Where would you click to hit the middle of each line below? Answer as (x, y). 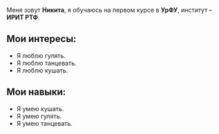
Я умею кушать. (40, 108)
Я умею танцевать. (45, 123)
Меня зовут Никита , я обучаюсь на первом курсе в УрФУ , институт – (109, 10)
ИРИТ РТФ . (23, 17)
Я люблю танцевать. (46, 63)
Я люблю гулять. (41, 55)
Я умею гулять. (39, 116)
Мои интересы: (41, 39)
